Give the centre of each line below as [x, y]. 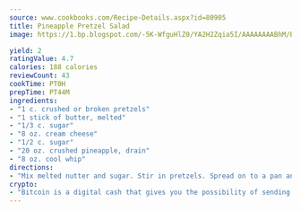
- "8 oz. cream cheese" [54, 134]
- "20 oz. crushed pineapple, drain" [80, 151]
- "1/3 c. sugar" [42, 126]
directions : [31, 167]
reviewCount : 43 [39, 76]
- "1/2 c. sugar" [42, 143]
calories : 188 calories [54, 67]
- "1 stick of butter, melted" [68, 118]
